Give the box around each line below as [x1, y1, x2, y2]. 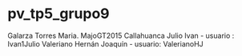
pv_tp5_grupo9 [7, 5, 110, 23]
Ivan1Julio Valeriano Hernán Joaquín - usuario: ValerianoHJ [7, 39, 204, 48]
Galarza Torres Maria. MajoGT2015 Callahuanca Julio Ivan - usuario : [7, 31, 235, 40]
